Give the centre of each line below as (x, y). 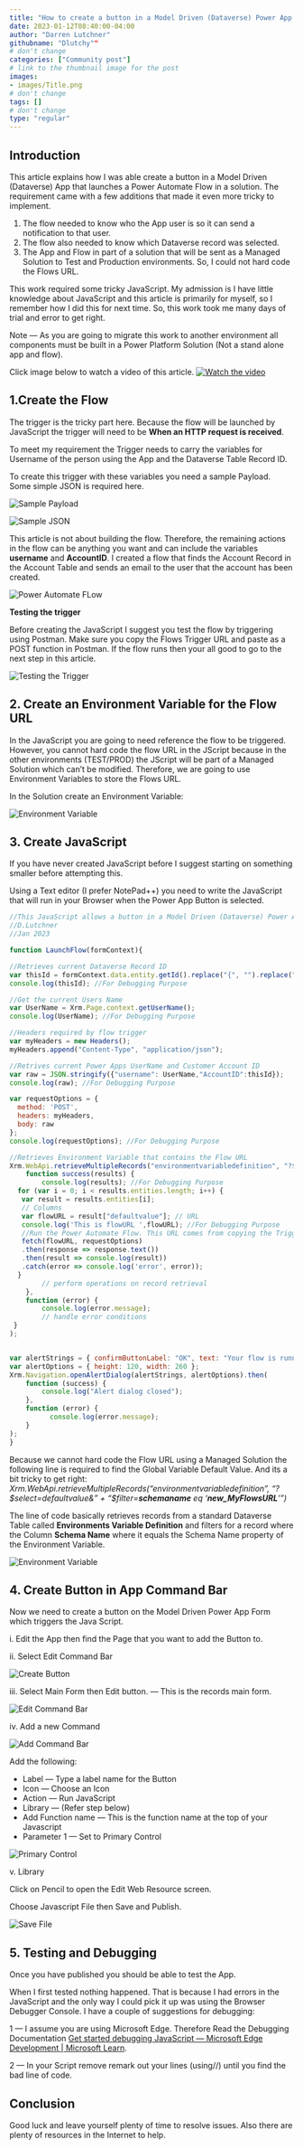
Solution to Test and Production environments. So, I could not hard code (156, 261)
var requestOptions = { (54, 1099)
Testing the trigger (45, 612)
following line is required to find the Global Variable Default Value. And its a (149, 1469)
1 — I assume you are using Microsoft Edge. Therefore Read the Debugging (149, 2029)
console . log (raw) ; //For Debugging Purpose (92, 1083)
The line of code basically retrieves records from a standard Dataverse (141, 1515)
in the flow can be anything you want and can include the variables (134, 548)
